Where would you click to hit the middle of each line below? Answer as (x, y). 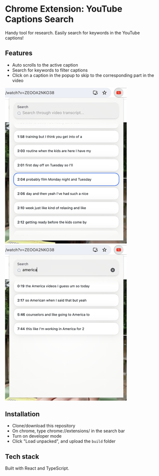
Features (19, 53)
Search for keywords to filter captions (50, 70)
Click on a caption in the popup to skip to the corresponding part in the (83, 75)
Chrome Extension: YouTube (64, 9)
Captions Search (39, 19)
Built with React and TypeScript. (37, 468)
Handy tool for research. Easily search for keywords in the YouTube (72, 33)
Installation (22, 414)
